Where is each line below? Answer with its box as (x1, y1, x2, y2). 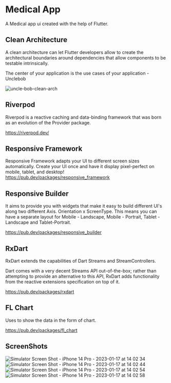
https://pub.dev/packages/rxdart (5, 289, 74, 295)
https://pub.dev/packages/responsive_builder (5, 229, 102, 235)
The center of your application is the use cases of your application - (5, 70, 149, 76)
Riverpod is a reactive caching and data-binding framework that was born (5, 114, 162, 120)
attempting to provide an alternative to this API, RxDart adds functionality (5, 273, 160, 279)
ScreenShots (5, 342, 48, 351)
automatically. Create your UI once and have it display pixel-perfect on (5, 163, 155, 170)
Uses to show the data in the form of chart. (5, 317, 97, 323)
